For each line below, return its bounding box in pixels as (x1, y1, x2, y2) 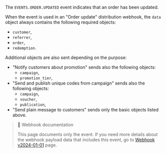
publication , (19, 101, 46, 107)
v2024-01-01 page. (17, 142, 57, 148)
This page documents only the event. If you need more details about (17, 131, 158, 137)
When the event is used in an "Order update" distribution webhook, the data (5, 14, 161, 19)
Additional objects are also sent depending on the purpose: (5, 54, 127, 60)
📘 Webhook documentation (17, 122, 74, 127)
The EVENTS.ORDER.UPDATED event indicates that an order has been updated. (5, 4, 159, 10)
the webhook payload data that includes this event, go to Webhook (17, 137, 155, 142)
